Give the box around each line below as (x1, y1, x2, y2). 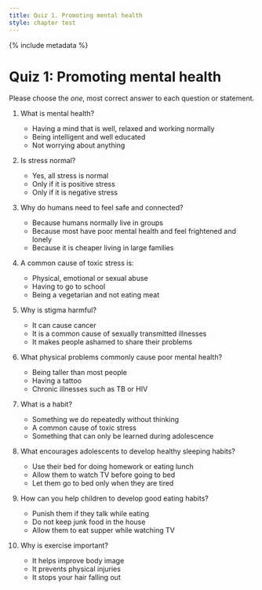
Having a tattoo (31, 376, 82, 385)
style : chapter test (9, 19, 77, 27)
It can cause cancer (31, 321, 96, 330)
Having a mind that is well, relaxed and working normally (31, 124, 215, 133)
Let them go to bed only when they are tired (31, 479, 174, 488)
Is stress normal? (20, 156, 76, 166)
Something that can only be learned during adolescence (31, 432, 214, 441)
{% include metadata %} (9, 40, 89, 49)
